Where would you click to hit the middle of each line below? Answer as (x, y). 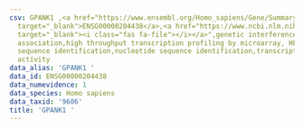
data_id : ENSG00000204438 (58, 77)
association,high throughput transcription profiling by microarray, (151, 43)
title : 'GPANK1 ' (42, 110)
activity (34, 59)
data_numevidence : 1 (48, 85)
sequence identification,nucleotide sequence (105, 51)
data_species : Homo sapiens (62, 93)
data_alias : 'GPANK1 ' (52, 69)
